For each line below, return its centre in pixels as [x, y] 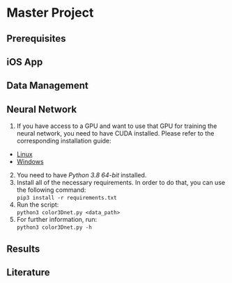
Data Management [47, 86]
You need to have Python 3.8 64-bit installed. [82, 175]
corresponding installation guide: [64, 141]
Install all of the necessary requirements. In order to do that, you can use [121, 183]
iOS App [25, 62]
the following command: [51, 190]
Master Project [50, 13]
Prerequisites [36, 39]
